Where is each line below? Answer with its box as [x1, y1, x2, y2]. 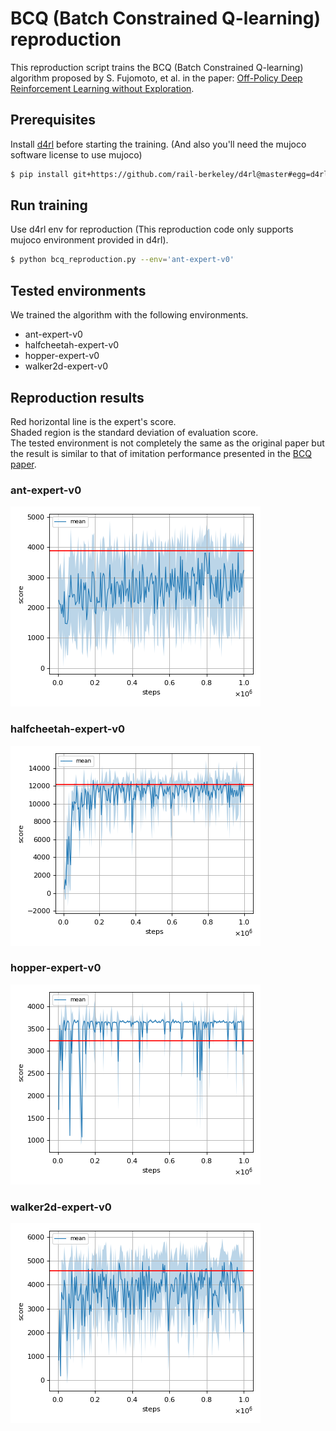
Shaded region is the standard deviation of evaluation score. [10, 426, 259, 438]
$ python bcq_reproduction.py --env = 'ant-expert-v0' [10, 255, 235, 265]
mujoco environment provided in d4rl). [10, 234, 169, 246]
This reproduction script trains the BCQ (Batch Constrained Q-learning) [10, 61, 304, 73]
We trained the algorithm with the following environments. [10, 309, 249, 321]
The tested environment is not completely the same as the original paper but [10, 437, 325, 449]
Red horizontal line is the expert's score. [10, 415, 177, 427]
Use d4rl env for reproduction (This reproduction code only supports [10, 223, 294, 236]
